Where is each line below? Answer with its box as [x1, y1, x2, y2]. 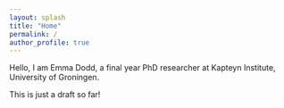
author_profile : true [9, 37, 90, 47]
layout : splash [9, 12, 66, 22]
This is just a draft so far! [9, 89, 101, 100]
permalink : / [9, 29, 58, 38]
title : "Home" [9, 21, 63, 30]
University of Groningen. [9, 72, 100, 83]
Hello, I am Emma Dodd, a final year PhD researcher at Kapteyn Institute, [9, 62, 276, 73]
